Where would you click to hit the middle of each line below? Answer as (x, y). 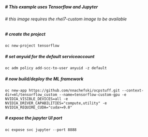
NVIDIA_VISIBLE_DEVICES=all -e (37, 99)
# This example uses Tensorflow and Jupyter (52, 7)
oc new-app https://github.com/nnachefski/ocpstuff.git (62, 90)
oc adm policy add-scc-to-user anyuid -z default (56, 68)
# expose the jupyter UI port (34, 118)
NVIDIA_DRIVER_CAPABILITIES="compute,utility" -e (56, 103)
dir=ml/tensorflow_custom (31, 94)
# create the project (25, 34)
